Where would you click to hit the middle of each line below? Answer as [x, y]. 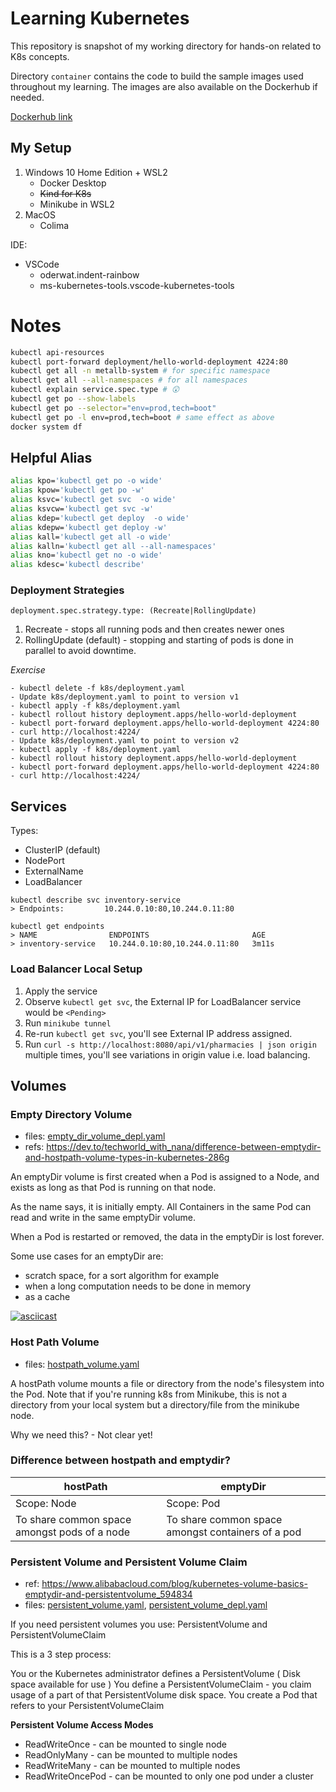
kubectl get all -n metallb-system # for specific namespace [140, 371]
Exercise [28, 670]
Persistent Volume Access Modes [82, 1725]
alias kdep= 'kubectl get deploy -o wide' [100, 518]
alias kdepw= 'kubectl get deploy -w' [89, 527]
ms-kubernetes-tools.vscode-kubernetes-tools [137, 285]
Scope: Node [46, 1503]
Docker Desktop [73, 183]
